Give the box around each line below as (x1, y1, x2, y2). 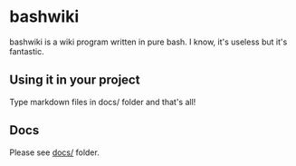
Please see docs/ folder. (9, 147, 100, 158)
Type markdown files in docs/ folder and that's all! (9, 96, 196, 107)
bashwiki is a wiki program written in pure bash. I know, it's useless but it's (9, 36, 288, 47)
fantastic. (9, 45, 44, 56)
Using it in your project (9, 73, 140, 88)
